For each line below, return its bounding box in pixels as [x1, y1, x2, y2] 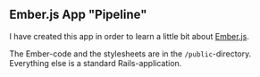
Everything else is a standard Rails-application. [9, 57, 182, 68]
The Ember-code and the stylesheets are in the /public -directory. [9, 48, 252, 59]
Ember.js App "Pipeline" [9, 7, 147, 22]
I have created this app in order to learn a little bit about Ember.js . [9, 30, 250, 41]
